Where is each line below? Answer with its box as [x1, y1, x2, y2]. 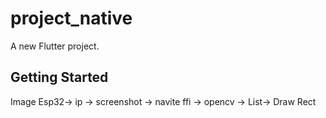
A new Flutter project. [10, 40, 100, 52]
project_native [10, 7, 133, 30]
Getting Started [10, 69, 109, 86]
